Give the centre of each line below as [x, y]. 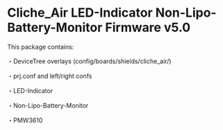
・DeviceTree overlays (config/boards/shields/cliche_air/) [89, 61]
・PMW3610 [25, 120]
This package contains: [41, 47]
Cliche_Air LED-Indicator [80, 13]
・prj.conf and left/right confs [50, 76]
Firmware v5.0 [148, 27]
